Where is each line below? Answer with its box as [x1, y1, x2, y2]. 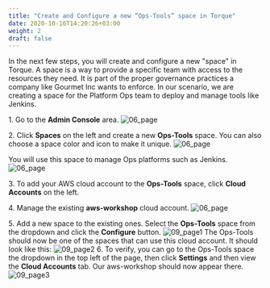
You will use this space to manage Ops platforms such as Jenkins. [8, 155, 228, 165]
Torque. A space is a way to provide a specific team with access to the [8, 65, 243, 75]
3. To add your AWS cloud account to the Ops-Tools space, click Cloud [8, 179, 246, 189]
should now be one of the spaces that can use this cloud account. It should [8, 236, 258, 246]
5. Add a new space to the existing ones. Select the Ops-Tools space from [8, 219, 256, 228]
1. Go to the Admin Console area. [8, 115, 119, 125]
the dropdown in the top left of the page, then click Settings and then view [8, 253, 256, 263]
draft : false [8, 34, 52, 43]
